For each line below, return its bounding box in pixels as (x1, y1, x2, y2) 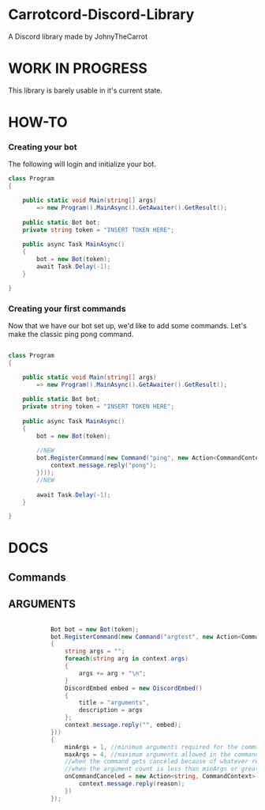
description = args (78, 706, 144, 714)
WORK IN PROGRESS (8, 59, 148, 78)
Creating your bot (8, 141, 77, 152)
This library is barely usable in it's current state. (8, 85, 163, 95)
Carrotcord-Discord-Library (8, 6, 195, 24)
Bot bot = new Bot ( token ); (50, 625, 140, 634)
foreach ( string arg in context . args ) (64, 655, 189, 663)
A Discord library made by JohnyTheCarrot (8, 32, 148, 41)
